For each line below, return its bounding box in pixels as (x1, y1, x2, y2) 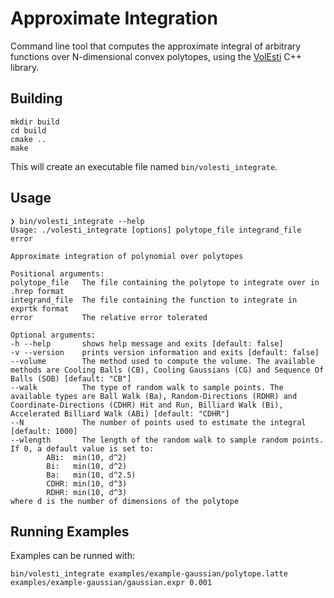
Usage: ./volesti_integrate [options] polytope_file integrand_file (10, 225, 302, 235)
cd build (10, 125, 47, 136)
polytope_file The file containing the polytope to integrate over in (10, 277, 320, 287)
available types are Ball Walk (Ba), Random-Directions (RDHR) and (10, 391, 298, 401)
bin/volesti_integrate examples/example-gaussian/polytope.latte (10, 569, 288, 579)
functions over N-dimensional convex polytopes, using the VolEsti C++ (10, 50, 303, 62)
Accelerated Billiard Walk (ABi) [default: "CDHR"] (10, 408, 230, 419)
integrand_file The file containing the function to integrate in (10, 295, 298, 305)
